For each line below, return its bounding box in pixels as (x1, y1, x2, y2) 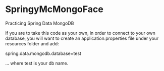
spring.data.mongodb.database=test (5, 50, 82, 56)
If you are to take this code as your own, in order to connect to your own (5, 30, 155, 36)
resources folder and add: (5, 40, 59, 46)
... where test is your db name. (5, 60, 69, 66)
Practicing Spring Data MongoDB (5, 20, 74, 26)
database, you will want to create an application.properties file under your (5, 35, 159, 41)
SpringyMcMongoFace (5, 4, 103, 15)
